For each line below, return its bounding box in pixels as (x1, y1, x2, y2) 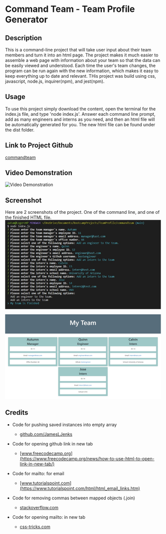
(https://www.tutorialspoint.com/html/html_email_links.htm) (19, 485, 140, 491)
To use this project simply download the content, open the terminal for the (5, 105, 156, 112)
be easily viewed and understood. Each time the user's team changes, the (5, 63, 156, 68)
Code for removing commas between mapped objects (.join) (12, 495, 135, 501)
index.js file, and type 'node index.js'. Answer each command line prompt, (5, 111, 156, 117)
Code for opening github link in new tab (12, 440, 93, 446)
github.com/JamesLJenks (19, 431, 73, 437)
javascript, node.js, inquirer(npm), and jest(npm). (5, 78, 105, 84)
